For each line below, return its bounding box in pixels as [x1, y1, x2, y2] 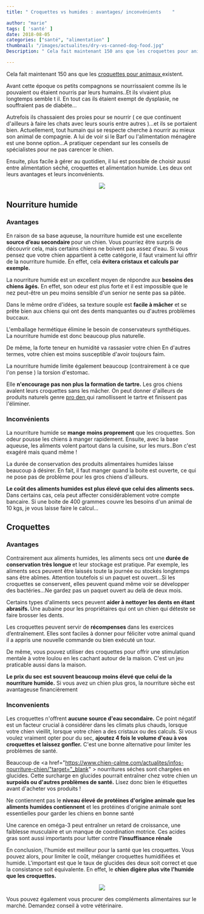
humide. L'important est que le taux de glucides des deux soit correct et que [6, 859, 197, 866]
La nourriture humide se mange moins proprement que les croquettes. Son [6, 429, 195, 436]
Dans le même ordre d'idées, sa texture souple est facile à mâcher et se [6, 301, 187, 308]
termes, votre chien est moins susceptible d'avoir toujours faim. [6, 350, 166, 357]
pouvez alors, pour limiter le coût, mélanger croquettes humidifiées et [6, 852, 181, 860]
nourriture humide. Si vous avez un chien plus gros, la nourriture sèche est [6, 679, 195, 687]
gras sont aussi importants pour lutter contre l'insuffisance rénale [6, 834, 172, 841]
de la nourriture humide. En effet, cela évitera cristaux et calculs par [6, 257, 179, 265]
